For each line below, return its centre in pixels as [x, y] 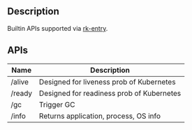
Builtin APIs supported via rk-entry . [58, 28]
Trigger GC [57, 104]
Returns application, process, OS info [100, 116]
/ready [22, 93]
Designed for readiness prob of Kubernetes [110, 93]
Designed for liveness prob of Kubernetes [107, 82]
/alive [20, 82]
